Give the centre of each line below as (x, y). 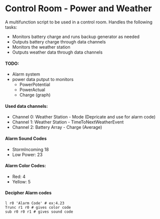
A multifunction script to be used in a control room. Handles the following (79, 22)
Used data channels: (26, 106)
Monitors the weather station (41, 47)
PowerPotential (35, 85)
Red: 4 (19, 177)
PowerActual (32, 90)
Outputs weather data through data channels (57, 52)
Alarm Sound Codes (26, 138)
